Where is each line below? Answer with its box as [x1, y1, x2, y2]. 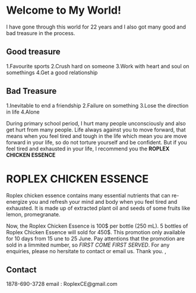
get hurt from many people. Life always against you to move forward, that [6, 126, 186, 133]
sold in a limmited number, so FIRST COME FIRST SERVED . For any [6, 241, 170, 248]
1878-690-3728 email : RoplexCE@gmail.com [6, 281, 118, 288]
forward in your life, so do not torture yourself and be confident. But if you [6, 138, 187, 146]
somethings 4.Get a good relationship [6, 69, 98, 76]
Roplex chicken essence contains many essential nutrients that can [6, 191, 170, 199]
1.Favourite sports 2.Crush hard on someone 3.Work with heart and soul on [6, 62, 189, 70]
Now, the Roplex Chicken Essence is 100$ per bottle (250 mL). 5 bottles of [6, 222, 188, 229]
